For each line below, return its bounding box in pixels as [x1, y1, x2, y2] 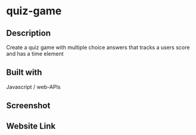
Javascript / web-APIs [6, 83, 61, 90]
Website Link [6, 121, 56, 131]
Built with [6, 67, 42, 78]
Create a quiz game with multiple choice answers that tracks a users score [6, 44, 190, 51]
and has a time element [6, 50, 64, 57]
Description [6, 28, 51, 38]
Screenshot [6, 100, 51, 111]
